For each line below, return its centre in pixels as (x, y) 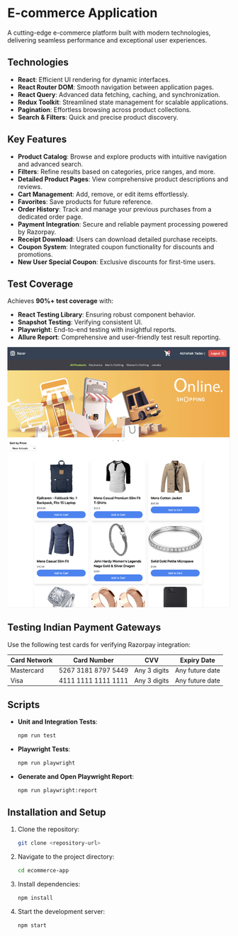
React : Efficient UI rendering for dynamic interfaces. (94, 79)
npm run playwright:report (57, 790)
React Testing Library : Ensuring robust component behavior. (107, 315)
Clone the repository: (49, 829)
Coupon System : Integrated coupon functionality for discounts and (116, 246)
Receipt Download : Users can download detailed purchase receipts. (118, 239)
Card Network (32, 661)
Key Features (37, 139)
